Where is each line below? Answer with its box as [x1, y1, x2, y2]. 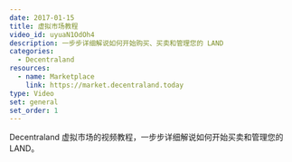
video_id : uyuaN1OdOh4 [9, 30, 95, 39]
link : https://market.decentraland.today [25, 81, 184, 90]
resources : [9, 64, 51, 73]
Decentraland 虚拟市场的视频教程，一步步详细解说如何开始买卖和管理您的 [9, 132, 284, 143]
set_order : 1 [9, 106, 59, 115]
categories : [9, 47, 54, 56]
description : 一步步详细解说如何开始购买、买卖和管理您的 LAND [9, 38, 224, 48]
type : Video [9, 89, 54, 98]
